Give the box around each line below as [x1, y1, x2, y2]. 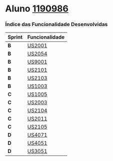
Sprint [7, 33, 23, 40]
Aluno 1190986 [5, 3, 69, 14]
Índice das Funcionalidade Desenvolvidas [5, 21, 108, 28]
